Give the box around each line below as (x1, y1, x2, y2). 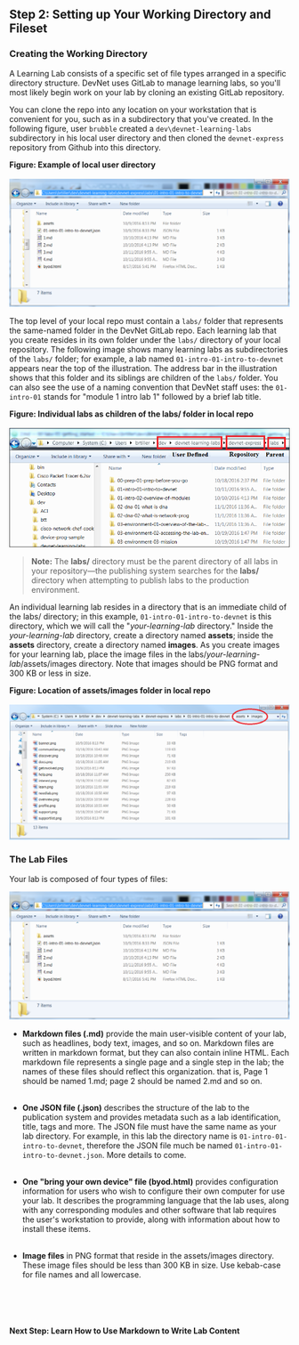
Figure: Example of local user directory (9, 159, 156, 170)
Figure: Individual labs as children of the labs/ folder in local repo (9, 409, 254, 419)
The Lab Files (9, 854, 69, 866)
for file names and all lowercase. (21, 1268, 141, 1280)
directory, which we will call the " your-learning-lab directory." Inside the (9, 620, 274, 631)
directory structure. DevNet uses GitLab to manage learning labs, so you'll (9, 77, 281, 88)
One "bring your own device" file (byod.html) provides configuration (21, 1176, 279, 1187)
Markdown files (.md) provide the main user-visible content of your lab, (21, 1028, 287, 1039)
